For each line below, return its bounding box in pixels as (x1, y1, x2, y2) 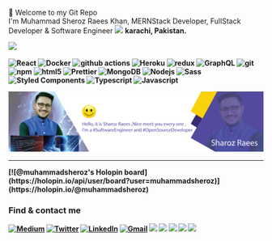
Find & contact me (8, 205, 81, 216)
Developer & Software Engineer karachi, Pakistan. (8, 26, 187, 36)
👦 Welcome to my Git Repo (8, 8, 98, 17)
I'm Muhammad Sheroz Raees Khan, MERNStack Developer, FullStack (8, 16, 241, 26)
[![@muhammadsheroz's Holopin (8, 167, 123, 177)
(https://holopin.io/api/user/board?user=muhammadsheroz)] (8, 175, 220, 185)
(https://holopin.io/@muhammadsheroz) (8, 184, 149, 194)
